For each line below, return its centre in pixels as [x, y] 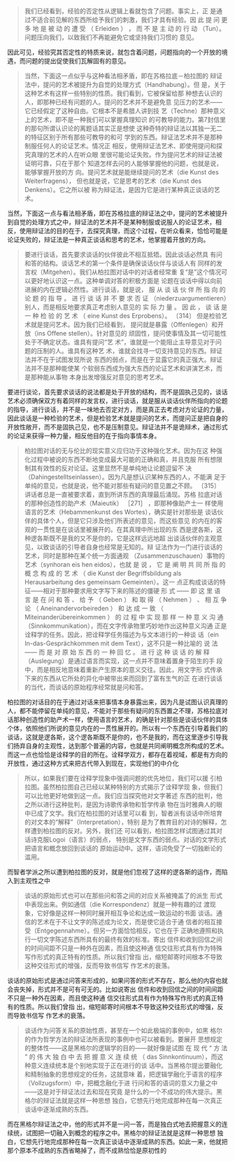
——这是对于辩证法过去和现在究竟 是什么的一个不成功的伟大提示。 [120, 1092]
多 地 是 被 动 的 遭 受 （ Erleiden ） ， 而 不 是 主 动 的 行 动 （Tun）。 [124, 28]
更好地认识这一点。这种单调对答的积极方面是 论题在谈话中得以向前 [126, 281]
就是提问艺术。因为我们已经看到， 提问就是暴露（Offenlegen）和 [124, 324]
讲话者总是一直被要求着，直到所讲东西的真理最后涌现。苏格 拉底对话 [123, 494]
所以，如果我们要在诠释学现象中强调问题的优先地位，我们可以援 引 [120, 778]
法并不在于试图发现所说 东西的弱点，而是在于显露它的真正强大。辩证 [123, 359]
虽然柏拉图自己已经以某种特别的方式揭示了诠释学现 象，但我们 [133, 787]
